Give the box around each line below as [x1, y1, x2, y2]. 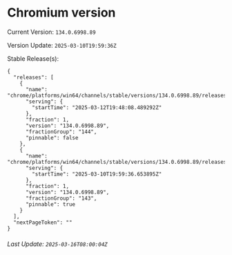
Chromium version [7, 5, 116, 21]
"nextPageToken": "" [13, 219, 72, 226]
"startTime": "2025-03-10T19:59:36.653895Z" [32, 171, 162, 178]
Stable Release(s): [7, 54, 59, 63]
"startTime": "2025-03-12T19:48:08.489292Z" [32, 104, 162, 111]
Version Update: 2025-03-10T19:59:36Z [7, 41, 117, 49]
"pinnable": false [25, 134, 79, 141]
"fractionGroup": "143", [25, 195, 97, 202]
